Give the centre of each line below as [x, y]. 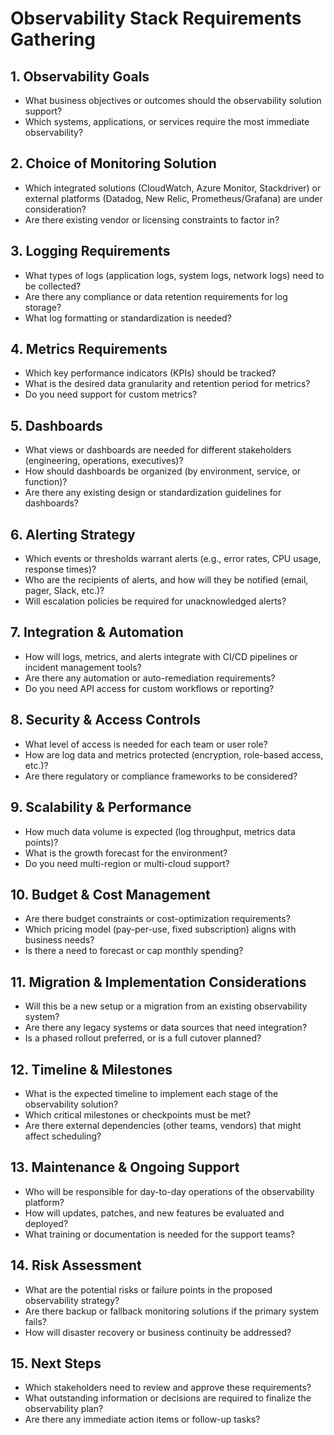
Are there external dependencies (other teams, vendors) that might [163, 1125]
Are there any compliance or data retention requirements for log [156, 296]
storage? [43, 307]
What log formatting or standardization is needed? [128, 318]
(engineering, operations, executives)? [104, 461]
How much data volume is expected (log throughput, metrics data [160, 831]
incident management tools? [83, 667]
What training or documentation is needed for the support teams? [159, 1234]
